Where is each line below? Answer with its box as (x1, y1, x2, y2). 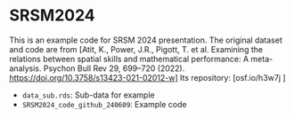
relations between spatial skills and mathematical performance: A (9, 53, 249, 64)
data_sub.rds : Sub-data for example (21, 90, 155, 100)
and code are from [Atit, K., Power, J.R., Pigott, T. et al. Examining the (9, 43, 264, 54)
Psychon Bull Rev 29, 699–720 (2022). (43, 63, 185, 74)
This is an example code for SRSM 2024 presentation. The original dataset (9, 35, 282, 45)
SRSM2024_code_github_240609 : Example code (21, 98, 187, 109)
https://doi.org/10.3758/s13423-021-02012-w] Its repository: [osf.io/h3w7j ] (9, 72, 287, 83)
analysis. (9, 63, 42, 74)
